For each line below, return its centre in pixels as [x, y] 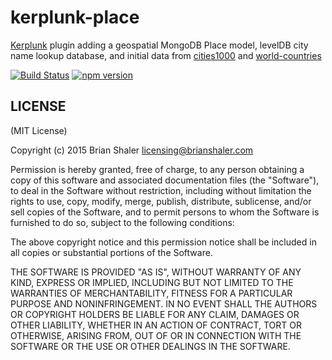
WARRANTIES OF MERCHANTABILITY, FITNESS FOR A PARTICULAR [151, 293]
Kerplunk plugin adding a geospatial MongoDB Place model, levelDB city [159, 45]
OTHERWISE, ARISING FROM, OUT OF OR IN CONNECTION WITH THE [156, 335]
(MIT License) [39, 130]
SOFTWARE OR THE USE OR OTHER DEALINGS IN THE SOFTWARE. [150, 346]
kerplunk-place [75, 17]
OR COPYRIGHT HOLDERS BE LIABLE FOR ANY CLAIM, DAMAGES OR [155, 314]
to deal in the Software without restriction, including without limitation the [161, 190]
